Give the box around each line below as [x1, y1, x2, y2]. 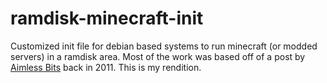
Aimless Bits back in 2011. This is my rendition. [10, 61, 202, 73]
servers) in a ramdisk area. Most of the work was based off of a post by [10, 50, 306, 62]
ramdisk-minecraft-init [10, 7, 204, 30]
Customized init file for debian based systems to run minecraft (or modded [10, 40, 318, 52]
